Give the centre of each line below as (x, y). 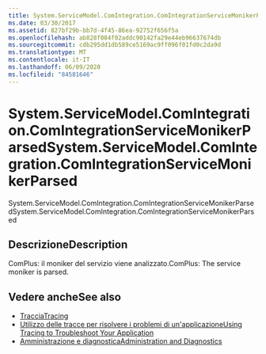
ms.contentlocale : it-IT (49, 60)
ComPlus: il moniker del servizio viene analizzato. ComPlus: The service (125, 264)
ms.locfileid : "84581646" (51, 74)
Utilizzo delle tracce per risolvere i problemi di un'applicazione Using (131, 325)
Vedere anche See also (65, 297)
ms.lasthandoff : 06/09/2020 (55, 67)
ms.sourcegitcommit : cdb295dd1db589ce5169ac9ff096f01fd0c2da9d (115, 45)
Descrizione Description (68, 244)
